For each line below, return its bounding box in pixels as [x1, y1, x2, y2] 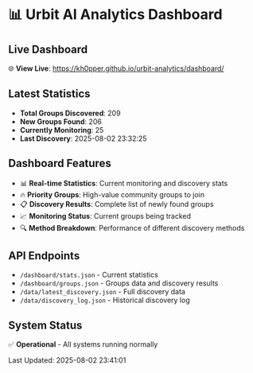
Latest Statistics [8, 87, 91, 101]
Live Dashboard [8, 42, 88, 56]
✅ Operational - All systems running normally [8, 340, 158, 349]
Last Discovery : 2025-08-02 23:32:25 [19, 134, 147, 143]
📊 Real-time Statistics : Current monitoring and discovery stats [19, 178, 228, 188]
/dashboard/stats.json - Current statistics [19, 270, 159, 280]
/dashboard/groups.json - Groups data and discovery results [19, 278, 219, 288]
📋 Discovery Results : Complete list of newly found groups [19, 199, 214, 208]
